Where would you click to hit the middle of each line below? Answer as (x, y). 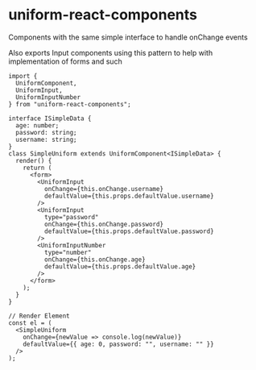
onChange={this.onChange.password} (103, 224)
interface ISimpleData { (50, 118)
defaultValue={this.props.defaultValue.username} (129, 196)
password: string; (47, 132)
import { (23, 76)
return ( (37, 168)
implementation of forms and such (65, 61)
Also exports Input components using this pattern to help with (111, 52)
